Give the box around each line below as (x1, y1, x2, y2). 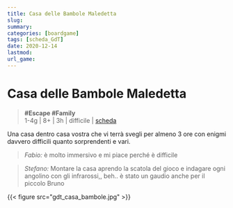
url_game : (7, 56, 36, 63)
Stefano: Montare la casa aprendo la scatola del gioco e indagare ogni (24, 164, 226, 172)
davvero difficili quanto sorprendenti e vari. (7, 137, 131, 145)
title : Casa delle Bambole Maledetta (7, 10, 117, 17)
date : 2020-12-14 (7, 43, 58, 50)
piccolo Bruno (24, 179, 65, 187)
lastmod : (7, 50, 33, 57)
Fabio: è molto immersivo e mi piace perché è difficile (24, 151, 178, 159)
